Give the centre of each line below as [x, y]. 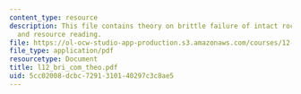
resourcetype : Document [54, 59]
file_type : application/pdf [62, 51]
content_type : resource [54, 17]
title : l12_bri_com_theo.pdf [64, 68]
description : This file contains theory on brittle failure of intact [144, 26]
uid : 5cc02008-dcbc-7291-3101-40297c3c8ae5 [92, 76]
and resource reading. [60, 34]
